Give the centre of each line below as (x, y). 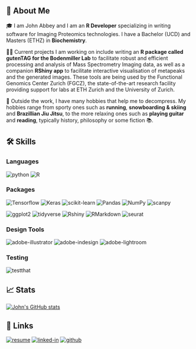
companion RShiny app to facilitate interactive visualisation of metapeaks (95, 70)
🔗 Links (20, 326)
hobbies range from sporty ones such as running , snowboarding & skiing (96, 107)
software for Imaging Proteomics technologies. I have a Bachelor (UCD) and (98, 34)
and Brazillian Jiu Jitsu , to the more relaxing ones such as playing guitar (95, 114)
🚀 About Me (28, 11)
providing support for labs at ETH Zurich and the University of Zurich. (91, 89)
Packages (21, 190)
